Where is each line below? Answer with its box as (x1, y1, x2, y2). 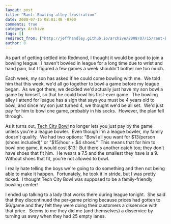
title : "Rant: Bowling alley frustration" (5, 12, 97, 17)
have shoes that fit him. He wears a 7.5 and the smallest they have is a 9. (5, 150, 159, 156)
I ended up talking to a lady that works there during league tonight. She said (5, 191, 166, 198)
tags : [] (5, 31, 24, 36)
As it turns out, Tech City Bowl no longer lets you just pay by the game (5, 123, 153, 129)
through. (5, 113, 23, 119)
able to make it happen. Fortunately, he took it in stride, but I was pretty (5, 171, 156, 177)
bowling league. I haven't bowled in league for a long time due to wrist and (5, 60, 163, 66)
